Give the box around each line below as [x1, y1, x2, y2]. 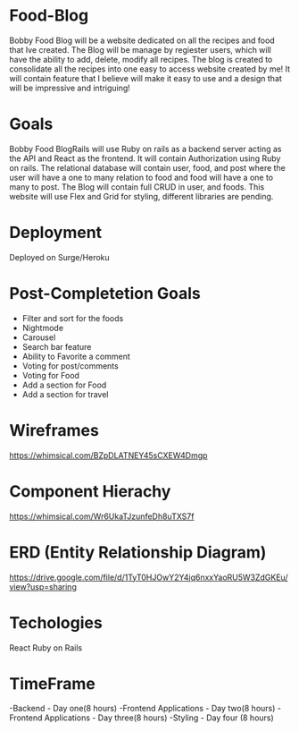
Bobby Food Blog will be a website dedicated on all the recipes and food [9, 35, 275, 46]
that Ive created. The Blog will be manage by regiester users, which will [9, 44, 272, 55]
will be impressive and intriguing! [9, 82, 131, 93]
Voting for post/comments [21, 360, 119, 371]
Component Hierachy [9, 481, 171, 501]
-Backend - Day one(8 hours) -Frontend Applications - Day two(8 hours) [9, 703, 276, 714]
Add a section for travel [21, 388, 109, 399]
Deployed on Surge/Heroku [9, 251, 110, 262]
